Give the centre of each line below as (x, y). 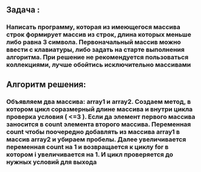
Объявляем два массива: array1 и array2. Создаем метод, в (99, 101)
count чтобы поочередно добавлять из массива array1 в (93, 132)
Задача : (23, 10)
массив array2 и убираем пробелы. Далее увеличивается (96, 139)
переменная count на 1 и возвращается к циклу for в (88, 147)
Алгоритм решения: (46, 84)
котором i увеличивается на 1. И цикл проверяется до (90, 154)
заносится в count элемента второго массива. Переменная (99, 124)
